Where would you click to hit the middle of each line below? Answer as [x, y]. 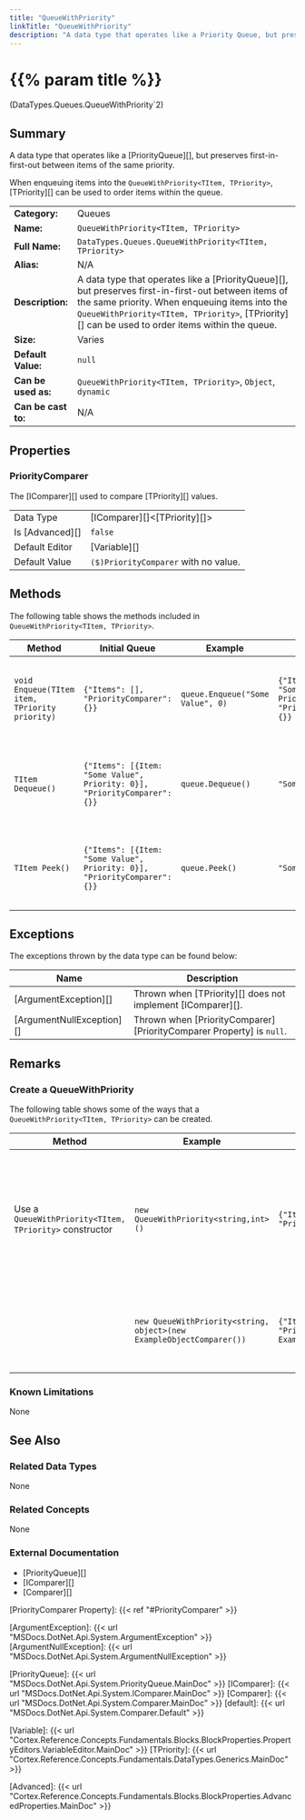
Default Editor [43, 546]
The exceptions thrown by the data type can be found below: [123, 956]
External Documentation [64, 1553]
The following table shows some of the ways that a [104, 1109]
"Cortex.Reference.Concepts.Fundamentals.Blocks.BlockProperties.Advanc [151, 1795]
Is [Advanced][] [48, 532]
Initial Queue [128, 648]
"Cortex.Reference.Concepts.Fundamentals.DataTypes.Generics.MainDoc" [149, 1759]
